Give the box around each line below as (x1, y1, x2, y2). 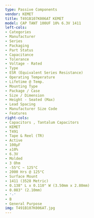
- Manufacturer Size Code (5, 106, 57, 112)
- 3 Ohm (5, 161, 21, 166)
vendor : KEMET (5, 12, 34, 17)
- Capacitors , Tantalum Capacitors (5, 120, 79, 125)
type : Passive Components (5, 7, 57, 12)
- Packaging (5, 43, 29, 48)
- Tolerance (5, 57, 29, 62)
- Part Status (5, 48, 34, 52)
